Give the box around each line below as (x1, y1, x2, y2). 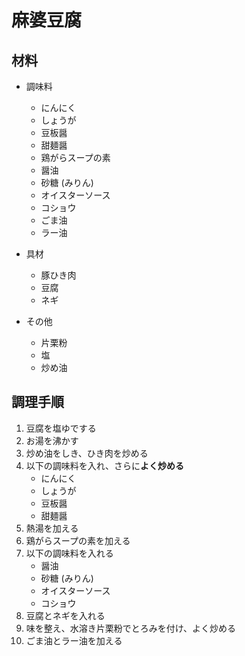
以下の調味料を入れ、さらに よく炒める (25, 459, 184, 471)
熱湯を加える (25, 522, 79, 534)
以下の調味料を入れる (25, 547, 114, 559)
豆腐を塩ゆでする (25, 422, 97, 434)
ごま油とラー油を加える (25, 634, 123, 646)
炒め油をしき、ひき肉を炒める (25, 447, 149, 459)
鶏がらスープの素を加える (25, 534, 131, 546)
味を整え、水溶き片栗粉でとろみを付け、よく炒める (25, 622, 237, 634)
